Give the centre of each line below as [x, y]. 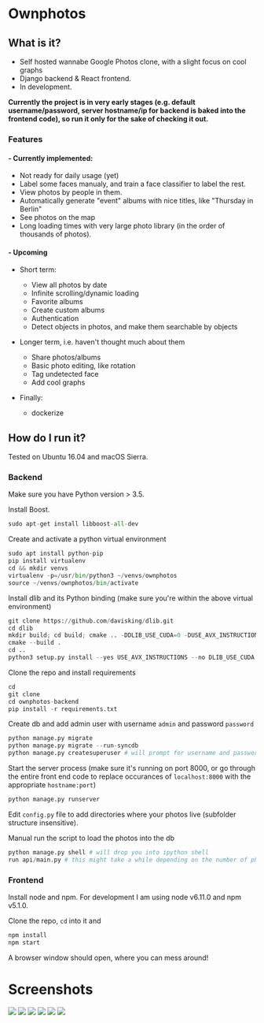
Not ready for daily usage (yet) [69, 176]
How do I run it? [47, 438]
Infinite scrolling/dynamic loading [85, 293]
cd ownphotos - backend [44, 701]
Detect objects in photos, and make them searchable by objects [134, 327]
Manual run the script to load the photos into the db [92, 838]
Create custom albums [68, 310]
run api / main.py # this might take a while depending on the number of [128, 860]
